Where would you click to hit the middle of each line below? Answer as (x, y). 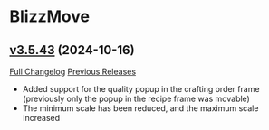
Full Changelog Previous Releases (73, 71)
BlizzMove (50, 17)
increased (41, 118)
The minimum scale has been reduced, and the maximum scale (140, 108)
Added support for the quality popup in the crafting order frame (141, 89)
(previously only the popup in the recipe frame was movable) (136, 98)
